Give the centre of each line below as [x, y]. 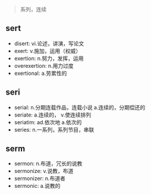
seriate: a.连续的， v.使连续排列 [53, 115]
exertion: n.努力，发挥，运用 [49, 58]
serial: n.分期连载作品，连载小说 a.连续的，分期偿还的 [80, 107]
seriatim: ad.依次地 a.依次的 [48, 122]
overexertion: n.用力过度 [44, 65]
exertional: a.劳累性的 [40, 73]
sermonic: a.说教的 [37, 186]
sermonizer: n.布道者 [40, 178]
